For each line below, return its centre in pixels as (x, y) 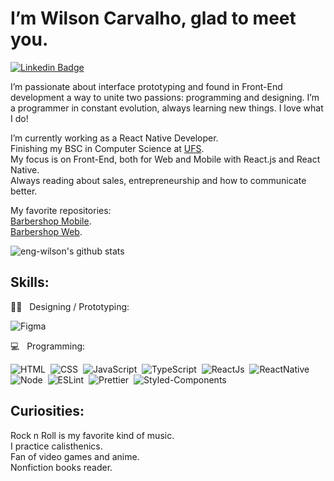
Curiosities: (47, 411)
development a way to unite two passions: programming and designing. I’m (165, 97)
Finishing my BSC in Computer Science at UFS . (107, 148)
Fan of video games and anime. (75, 456)
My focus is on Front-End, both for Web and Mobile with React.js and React (165, 159)
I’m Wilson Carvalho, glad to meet (153, 18)
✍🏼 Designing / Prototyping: (70, 306)
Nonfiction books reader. (61, 467)
